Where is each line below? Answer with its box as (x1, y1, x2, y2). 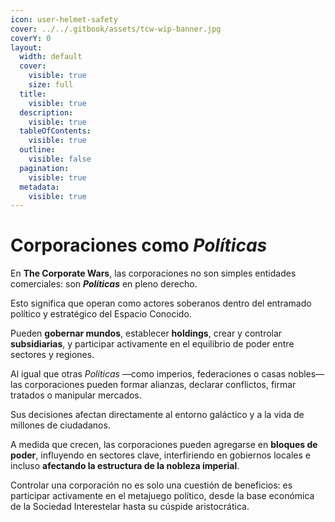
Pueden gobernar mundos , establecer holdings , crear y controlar (10, 327, 283, 340)
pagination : (19, 163, 70, 173)
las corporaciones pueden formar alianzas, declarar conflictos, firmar (10, 379, 297, 391)
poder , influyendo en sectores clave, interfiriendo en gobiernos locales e (10, 449, 312, 461)
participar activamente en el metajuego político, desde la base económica (10, 490, 315, 502)
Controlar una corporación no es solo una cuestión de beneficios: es (10, 479, 293, 491)
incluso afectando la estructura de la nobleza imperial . (10, 460, 240, 472)
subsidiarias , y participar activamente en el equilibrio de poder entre (10, 338, 295, 350)
